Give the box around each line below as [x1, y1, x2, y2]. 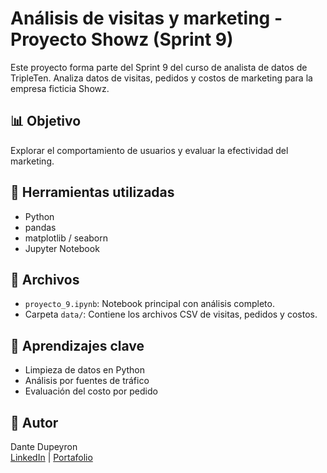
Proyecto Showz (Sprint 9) [10, 28, 234, 51]
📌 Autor [10, 414, 59, 431]
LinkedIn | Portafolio [10, 452, 93, 463]
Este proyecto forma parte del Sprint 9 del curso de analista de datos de [10, 61, 308, 73]
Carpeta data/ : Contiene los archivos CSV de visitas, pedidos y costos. [24, 308, 318, 321]
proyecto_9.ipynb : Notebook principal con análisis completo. [24, 298, 275, 310]
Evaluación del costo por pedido [24, 385, 158, 397]
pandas [24, 221, 57, 233]
